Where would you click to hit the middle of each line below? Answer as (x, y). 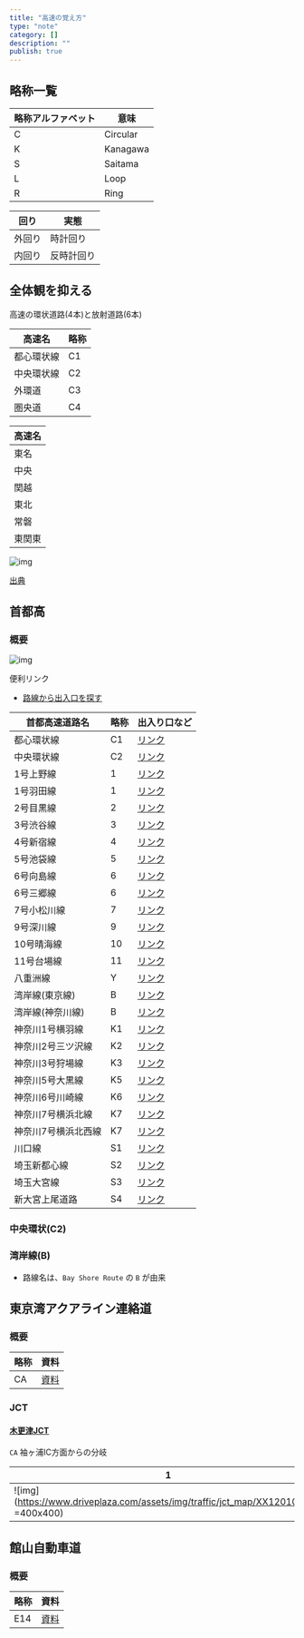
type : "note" (34, 26)
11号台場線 (38, 961)
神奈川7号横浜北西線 (58, 1132)
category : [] (34, 34)
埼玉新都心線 (42, 1165)
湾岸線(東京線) (45, 996)
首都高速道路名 (58, 722)
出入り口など (165, 722)
